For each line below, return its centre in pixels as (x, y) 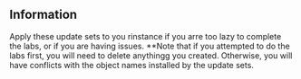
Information (44, 15)
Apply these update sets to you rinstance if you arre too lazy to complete (146, 36)
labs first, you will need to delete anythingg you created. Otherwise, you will (151, 55)
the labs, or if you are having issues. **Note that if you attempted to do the (150, 46)
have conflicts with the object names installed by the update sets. (131, 65)
